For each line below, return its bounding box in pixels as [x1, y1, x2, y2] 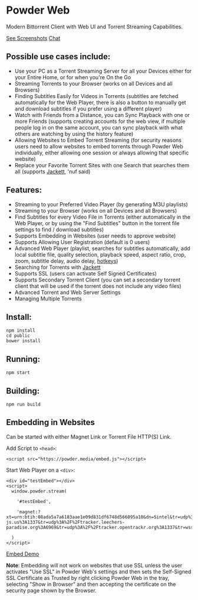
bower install [6, 338, 41, 344]
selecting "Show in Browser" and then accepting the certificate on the [6, 580, 176, 588]
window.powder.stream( [11, 488, 67, 494]
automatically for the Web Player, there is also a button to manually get [14, 99, 187, 106]
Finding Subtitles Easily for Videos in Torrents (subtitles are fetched [14, 92, 179, 99]
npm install [6, 327, 35, 334]
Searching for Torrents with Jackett [14, 264, 101, 271]
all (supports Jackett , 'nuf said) [14, 168, 91, 175]
